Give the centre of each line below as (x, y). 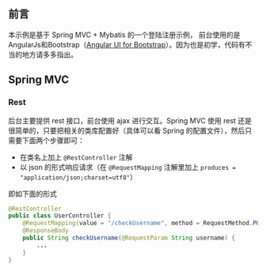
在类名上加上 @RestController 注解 (76, 157)
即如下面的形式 (32, 194)
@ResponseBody (46, 231)
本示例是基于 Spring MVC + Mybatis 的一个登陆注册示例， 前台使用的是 (124, 35)
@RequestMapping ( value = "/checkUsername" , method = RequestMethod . (138, 224)
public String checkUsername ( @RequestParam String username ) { (129, 238)
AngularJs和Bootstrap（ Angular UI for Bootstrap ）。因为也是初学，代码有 (127, 44)
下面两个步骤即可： (53, 140)
